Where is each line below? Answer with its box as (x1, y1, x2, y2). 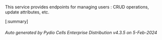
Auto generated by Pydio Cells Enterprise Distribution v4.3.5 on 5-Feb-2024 (5, 29, 157, 35)
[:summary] (5, 19, 28, 24)
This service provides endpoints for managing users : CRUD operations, (5, 4, 149, 10)
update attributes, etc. (5, 9, 50, 15)
